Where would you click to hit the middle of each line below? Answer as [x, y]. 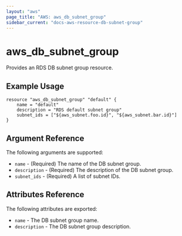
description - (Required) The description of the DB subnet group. [94, 170]
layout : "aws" [23, 11]
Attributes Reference [45, 195]
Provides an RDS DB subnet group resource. [60, 68]
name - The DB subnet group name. [56, 220]
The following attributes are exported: [52, 208]
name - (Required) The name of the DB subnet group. [78, 163]
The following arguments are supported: [55, 152]
